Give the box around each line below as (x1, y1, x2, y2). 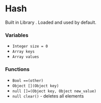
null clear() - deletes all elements (12, 93, 84, 99)
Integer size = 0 (12, 44, 48, 49)
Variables (5, 32, 29, 39)
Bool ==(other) (12, 78, 44, 83)
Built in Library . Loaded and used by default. (5, 19, 97, 25)
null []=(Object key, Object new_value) (12, 89, 97, 94)
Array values (12, 54, 39, 59)
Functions (5, 66, 30, 73)
